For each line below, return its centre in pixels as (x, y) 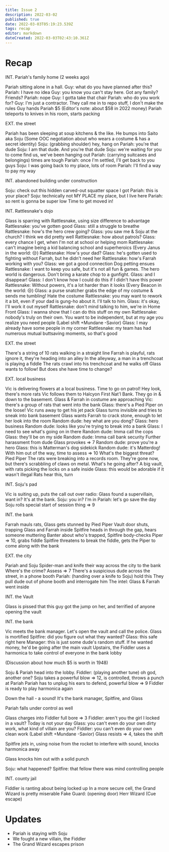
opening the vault (23, 612)
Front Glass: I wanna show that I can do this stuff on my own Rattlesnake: (81, 312)
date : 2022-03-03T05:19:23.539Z (39, 24)
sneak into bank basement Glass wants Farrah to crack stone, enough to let (84, 415)
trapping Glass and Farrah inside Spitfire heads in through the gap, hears (81, 530)
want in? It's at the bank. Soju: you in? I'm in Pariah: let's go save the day (81, 499)
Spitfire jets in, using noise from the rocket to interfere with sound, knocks (82, 743)
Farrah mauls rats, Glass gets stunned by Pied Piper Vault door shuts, (77, 524)
